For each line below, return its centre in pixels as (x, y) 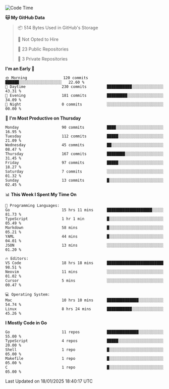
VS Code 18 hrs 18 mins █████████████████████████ (84, 263)
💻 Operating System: (28, 295)
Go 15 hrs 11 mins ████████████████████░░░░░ (84, 210)
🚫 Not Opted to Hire (38, 39)
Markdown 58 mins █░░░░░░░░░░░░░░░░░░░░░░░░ (84, 228)
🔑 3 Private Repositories (43, 59)
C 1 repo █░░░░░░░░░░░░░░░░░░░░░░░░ (84, 367)
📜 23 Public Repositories (43, 49)
